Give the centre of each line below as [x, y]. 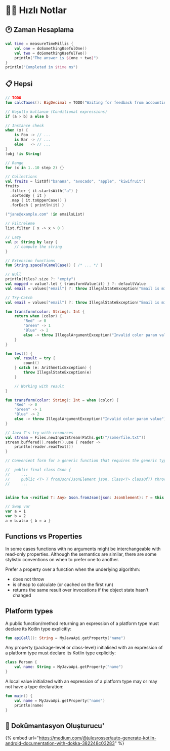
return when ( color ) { [38, 316]
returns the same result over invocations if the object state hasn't [80, 590]
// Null [13, 275]
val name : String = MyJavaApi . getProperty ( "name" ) [69, 667]
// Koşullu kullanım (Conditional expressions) [56, 112]
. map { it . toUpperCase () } [38, 200]
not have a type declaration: [34, 687]
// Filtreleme [20, 224]
